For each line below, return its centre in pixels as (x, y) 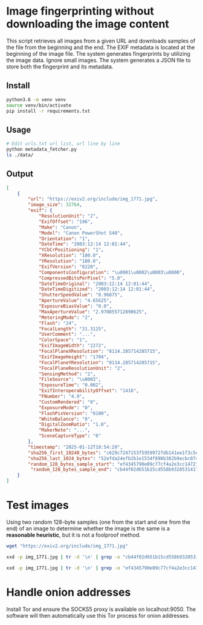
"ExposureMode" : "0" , (66, 407)
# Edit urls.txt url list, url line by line (63, 144)
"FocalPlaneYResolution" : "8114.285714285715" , (100, 363)
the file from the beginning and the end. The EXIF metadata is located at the (101, 47)
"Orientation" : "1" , (64, 239)
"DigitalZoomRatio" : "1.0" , (74, 425)
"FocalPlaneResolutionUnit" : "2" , (82, 368)
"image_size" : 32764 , (55, 205)
